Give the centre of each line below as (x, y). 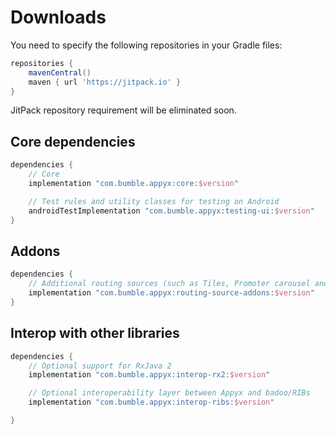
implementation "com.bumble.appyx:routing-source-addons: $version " (171, 293)
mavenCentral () (60, 72)
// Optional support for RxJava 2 (100, 366)
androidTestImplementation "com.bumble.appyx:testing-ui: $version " (171, 211)
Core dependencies (73, 141)
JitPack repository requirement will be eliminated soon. (123, 110)
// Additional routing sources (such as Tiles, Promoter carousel (169, 284)
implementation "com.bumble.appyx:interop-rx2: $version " (149, 375)
